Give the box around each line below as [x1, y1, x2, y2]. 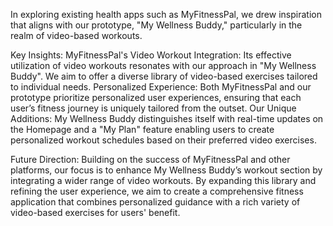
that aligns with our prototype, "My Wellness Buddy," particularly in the [10, 19, 303, 31]
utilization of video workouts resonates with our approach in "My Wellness [10, 60, 317, 71]
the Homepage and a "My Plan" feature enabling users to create [10, 124, 275, 135]
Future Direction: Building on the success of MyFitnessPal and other [10, 154, 291, 165]
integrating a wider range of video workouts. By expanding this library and [10, 175, 317, 186]
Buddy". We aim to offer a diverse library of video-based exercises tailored [10, 70, 318, 82]
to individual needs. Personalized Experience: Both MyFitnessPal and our [10, 81, 312, 93]
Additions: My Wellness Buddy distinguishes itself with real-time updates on [10, 113, 324, 124]
